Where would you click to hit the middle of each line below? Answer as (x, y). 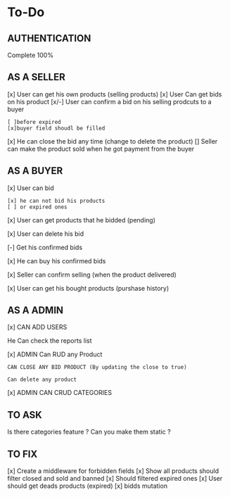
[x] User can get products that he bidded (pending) (82, 220)
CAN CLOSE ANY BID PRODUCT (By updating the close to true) (97, 367)
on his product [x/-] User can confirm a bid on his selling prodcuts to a (110, 101)
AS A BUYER (35, 171)
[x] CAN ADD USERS (37, 327)
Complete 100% (31, 55)
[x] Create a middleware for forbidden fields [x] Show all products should (113, 471)
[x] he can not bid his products (56, 201)
